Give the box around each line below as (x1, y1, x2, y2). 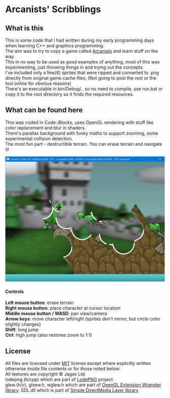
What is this (5, 24, 44, 32)
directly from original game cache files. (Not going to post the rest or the (5, 75, 157, 81)
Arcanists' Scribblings (5, 4, 101, 15)
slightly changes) (5, 321, 41, 327)
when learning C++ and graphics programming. (5, 43, 105, 49)
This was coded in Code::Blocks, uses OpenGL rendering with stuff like (5, 119, 154, 125)
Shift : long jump (5, 326, 39, 333)
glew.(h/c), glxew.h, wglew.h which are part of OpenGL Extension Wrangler (5, 382, 161, 388)
